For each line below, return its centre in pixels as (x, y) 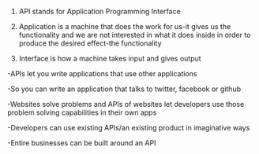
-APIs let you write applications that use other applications (102, 73)
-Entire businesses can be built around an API (82, 143)
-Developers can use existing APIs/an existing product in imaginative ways (129, 128)
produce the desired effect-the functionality (90, 43)
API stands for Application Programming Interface (99, 11)
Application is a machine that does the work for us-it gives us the (125, 26)
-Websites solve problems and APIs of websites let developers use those (126, 104)
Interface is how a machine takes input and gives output (110, 59)
